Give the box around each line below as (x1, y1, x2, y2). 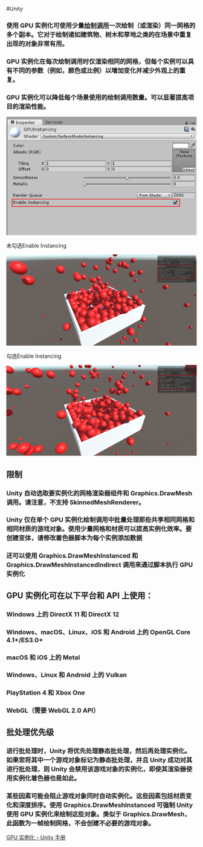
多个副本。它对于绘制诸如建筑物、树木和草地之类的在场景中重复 (6, 30, 192, 39)
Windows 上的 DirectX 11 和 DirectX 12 (6, 610, 120, 618)
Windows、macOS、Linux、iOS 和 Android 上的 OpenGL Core (6, 628, 191, 636)
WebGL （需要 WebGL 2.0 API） (6, 707, 100, 715)
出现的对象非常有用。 (6, 39, 68, 48)
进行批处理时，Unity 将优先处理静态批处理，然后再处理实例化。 (6, 746, 192, 755)
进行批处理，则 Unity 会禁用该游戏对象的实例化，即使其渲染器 (6, 765, 186, 773)
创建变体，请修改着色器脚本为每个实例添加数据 (6, 534, 143, 542)
